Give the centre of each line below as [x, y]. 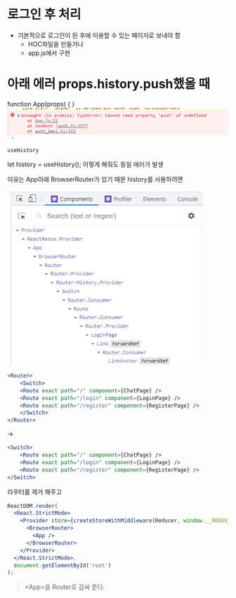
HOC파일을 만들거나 [56, 44]
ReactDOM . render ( [33, 506]
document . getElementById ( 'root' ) [63, 565]
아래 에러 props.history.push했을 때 [109, 84]
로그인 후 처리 [44, 14]
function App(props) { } [41, 104]
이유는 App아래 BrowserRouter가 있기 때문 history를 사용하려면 [95, 180]
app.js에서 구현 [49, 53]
